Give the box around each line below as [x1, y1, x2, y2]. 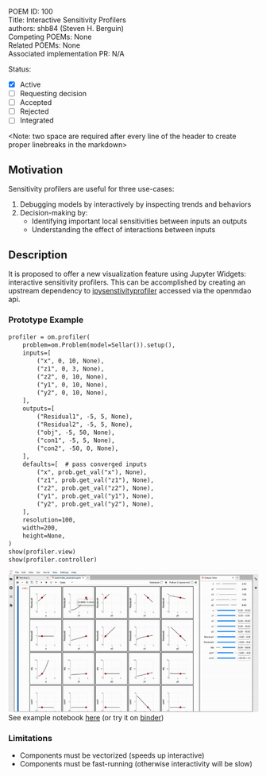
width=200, [22, 524, 59, 532]
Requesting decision [19, 89, 87, 99]
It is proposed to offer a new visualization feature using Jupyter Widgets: [8, 269, 246, 278]
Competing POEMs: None [8, 32, 92, 41]
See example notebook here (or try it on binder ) [8, 712, 164, 722]
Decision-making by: [19, 208, 88, 218]
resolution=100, [22, 516, 77, 524]
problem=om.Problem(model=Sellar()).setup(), [22, 341, 176, 349]
